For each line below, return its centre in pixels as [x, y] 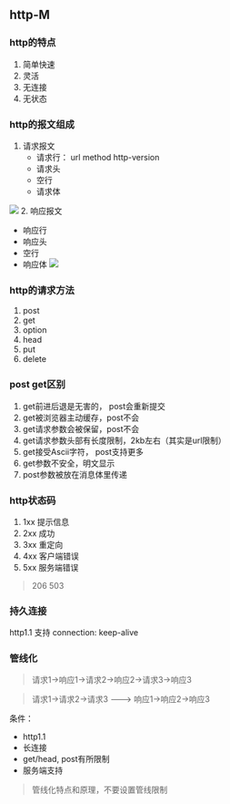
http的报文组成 [42, 124]
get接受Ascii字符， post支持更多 [83, 451]
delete [35, 359]
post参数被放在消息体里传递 [75, 474]
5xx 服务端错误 [50, 567]
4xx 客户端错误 [51, 556]
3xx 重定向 [43, 544]
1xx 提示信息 [46, 521]
